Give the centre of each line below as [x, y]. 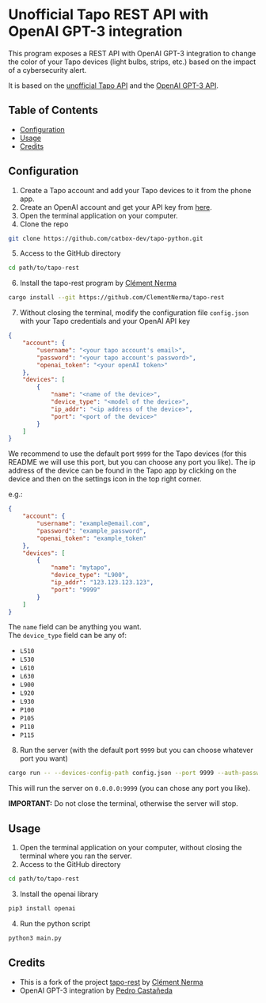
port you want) [44, 758]
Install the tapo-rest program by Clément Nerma [98, 283]
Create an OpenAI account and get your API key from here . [116, 207]
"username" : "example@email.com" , [93, 524]
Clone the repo [44, 224]
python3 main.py [35, 938]
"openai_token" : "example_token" [92, 538]
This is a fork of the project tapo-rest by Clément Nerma [111, 982]
